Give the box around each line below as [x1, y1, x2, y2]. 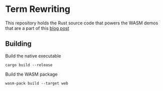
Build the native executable [5, 53, 61, 59]
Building [5, 40, 32, 48]
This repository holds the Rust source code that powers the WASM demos [5, 20, 158, 26]
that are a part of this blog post [5, 25, 69, 31]
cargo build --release [5, 62, 53, 68]
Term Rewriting [5, 3, 71, 15]
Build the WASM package [5, 71, 58, 77]
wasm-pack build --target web [5, 81, 69, 86]
